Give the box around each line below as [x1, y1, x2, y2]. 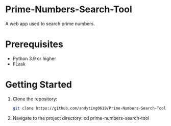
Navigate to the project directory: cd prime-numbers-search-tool [12, 115, 150, 121]
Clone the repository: [12, 96, 58, 102]
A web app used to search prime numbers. [5, 20, 95, 27]
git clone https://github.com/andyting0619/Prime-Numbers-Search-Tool [12, 106, 166, 111]
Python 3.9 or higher [12, 55, 56, 61]
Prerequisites [5, 38, 64, 50]
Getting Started [5, 79, 72, 91]
